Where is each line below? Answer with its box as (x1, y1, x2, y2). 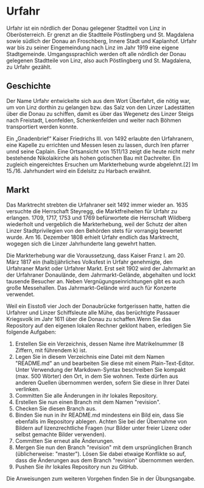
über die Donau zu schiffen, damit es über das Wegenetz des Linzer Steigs (6, 110, 194, 117)
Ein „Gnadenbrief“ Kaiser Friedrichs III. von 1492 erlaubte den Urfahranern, (6, 135, 194, 142)
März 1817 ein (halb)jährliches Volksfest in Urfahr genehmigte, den (6, 258, 173, 266)
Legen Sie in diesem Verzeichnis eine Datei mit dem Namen (15, 353, 165, 360)
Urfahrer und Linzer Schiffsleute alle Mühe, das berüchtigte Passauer (6, 309, 180, 316)
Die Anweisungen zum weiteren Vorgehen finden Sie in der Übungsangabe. (6, 475, 196, 482)
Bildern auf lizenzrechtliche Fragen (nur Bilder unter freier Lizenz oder (15, 424, 191, 431)
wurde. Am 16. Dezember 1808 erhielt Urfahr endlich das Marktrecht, (6, 233, 179, 241)
